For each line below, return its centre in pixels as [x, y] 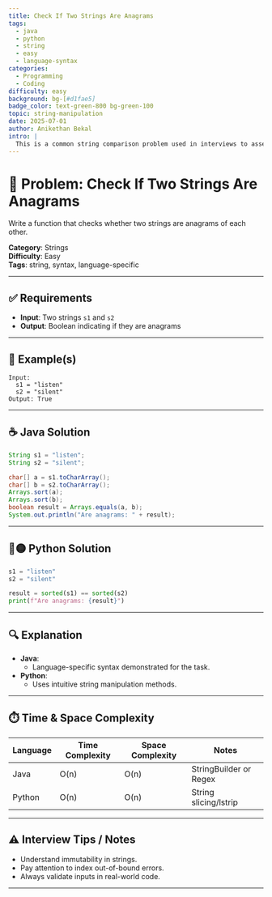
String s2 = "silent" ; [47, 462]
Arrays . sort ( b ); [36, 500]
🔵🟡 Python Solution [60, 548]
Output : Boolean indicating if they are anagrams [100, 326]
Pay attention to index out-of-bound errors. [92, 868]
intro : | [23, 136]
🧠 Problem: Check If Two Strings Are [133, 184]
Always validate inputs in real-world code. [90, 876]
